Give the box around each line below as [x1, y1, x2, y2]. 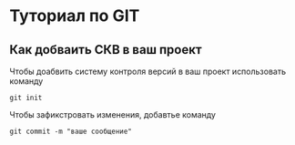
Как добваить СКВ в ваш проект [9, 42, 202, 57]
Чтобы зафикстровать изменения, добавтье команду [9, 109, 217, 119]
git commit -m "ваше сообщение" [9, 127, 132, 136]
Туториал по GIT [9, 5, 140, 26]
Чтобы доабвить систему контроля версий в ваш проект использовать [9, 66, 287, 77]
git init [9, 93, 43, 102]
